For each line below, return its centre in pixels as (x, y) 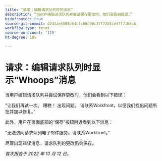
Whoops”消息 (47, 80)
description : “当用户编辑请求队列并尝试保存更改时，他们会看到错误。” (69, 14)
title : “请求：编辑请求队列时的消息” (39, 10)
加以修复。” (25, 111)
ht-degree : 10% (21, 38)
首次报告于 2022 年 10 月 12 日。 (38, 154)
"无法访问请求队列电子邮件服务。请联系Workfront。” (57, 132)
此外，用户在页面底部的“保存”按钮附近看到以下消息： (59, 122)
